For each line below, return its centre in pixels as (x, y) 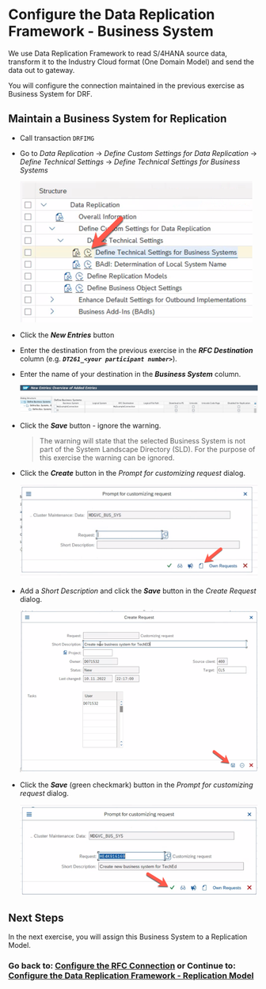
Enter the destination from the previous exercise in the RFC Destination (136, 350)
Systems (34, 170)
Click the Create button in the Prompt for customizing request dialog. (132, 474)
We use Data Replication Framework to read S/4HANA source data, (118, 53)
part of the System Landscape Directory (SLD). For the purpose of (147, 450)
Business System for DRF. (50, 93)
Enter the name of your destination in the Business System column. (130, 374)
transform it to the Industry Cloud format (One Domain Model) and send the (131, 62)
